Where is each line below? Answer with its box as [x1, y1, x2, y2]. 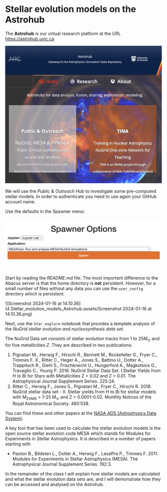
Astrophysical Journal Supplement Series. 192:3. [12, 461, 112, 467]
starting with [5, 441, 31, 447]
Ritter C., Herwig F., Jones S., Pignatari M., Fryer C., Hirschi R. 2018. [12, 384, 152, 390]
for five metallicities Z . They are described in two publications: [5, 342, 133, 348]
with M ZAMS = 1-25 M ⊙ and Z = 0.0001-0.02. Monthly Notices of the [12, 394, 152, 401]
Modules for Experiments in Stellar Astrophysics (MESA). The [12, 456, 138, 462]
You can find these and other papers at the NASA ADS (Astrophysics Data [5, 410, 157, 416]
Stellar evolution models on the [5, 3, 136, 15]
